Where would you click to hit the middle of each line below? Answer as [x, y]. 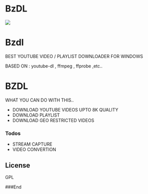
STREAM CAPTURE [32, 144]
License [18, 165]
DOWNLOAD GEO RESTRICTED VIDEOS [53, 120]
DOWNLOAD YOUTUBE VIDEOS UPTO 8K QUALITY [65, 109]
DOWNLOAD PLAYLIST [36, 115]
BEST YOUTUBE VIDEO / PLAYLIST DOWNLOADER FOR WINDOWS [74, 56]
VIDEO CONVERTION [34, 149]
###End [13, 187]
